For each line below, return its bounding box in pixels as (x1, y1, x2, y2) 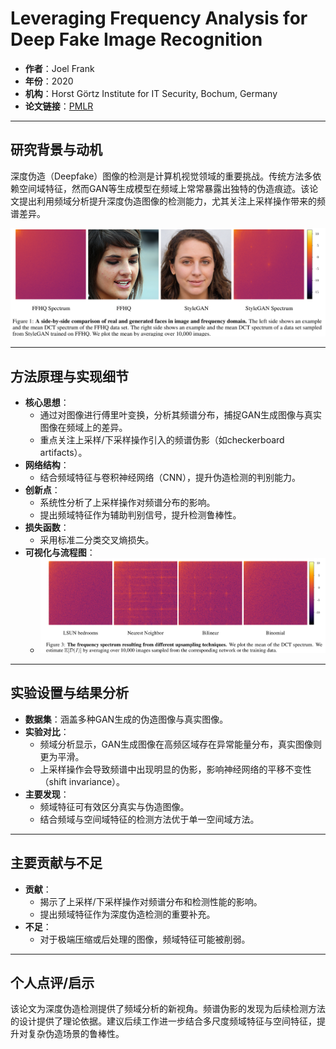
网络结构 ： (24, 459, 70, 471)
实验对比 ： (24, 725, 70, 737)
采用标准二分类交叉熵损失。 (39, 534, 155, 546)
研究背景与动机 (10, 142, 103, 159)
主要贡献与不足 (10, 855, 103, 872)
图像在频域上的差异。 (39, 422, 128, 434)
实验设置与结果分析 (10, 685, 129, 702)
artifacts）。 (39, 447, 88, 459)
